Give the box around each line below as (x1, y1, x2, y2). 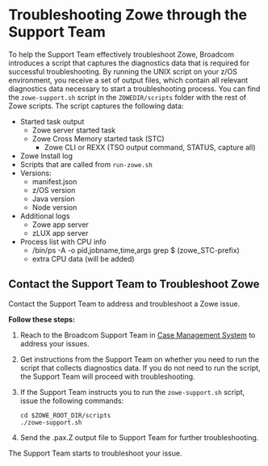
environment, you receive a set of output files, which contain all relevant (8, 75, 249, 85)
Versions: (19, 168, 52, 178)
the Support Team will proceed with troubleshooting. (19, 372, 195, 381)
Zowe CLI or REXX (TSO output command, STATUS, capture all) (44, 142, 256, 152)
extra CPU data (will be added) (31, 254, 135, 263)
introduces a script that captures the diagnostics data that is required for (8, 58, 250, 68)
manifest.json (31, 176, 77, 187)
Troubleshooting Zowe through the (8, 6, 248, 24)
